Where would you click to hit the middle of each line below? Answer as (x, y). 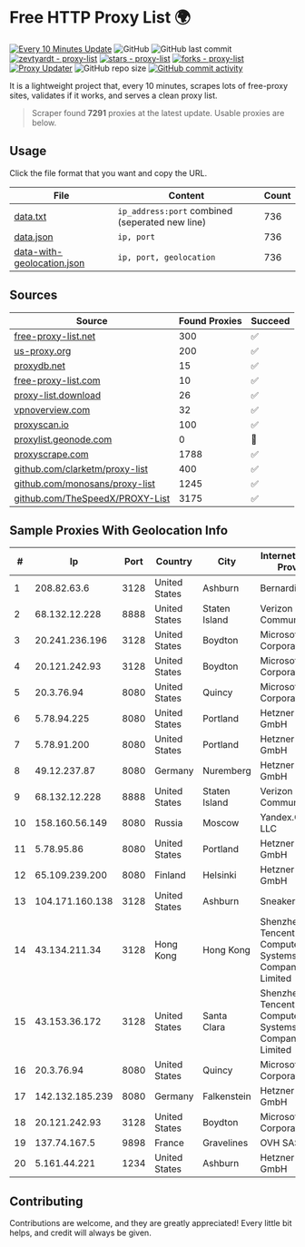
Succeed (271, 320)
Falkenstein (227, 1096)
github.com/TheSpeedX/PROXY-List (92, 498)
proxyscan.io (42, 425)
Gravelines (226, 1143)
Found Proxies (210, 320)
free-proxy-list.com (58, 380)
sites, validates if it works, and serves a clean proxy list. (113, 95)
